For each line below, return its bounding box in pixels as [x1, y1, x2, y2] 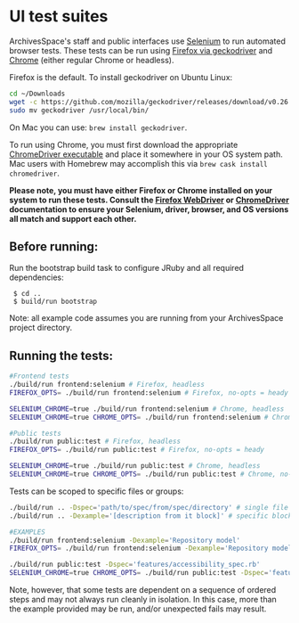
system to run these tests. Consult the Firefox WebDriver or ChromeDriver [9, 194, 289, 205]
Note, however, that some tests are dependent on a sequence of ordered [9, 585, 277, 595]
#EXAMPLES [9, 528, 46, 537]
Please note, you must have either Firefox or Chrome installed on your [9, 184, 273, 195]
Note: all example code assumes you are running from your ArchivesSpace [9, 313, 284, 324]
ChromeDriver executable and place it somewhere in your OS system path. [9, 149, 283, 160]
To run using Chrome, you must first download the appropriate [9, 139, 238, 150]
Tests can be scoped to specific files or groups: [9, 486, 184, 496]
